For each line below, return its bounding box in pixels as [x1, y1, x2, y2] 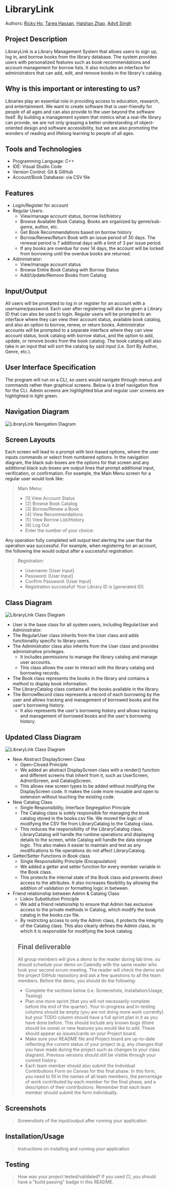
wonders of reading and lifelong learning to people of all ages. [5, 130, 135, 136]
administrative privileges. [12, 649, 65, 655]
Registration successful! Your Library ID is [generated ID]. [25, 584, 145, 590]
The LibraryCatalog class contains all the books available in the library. [12, 686, 160, 692]
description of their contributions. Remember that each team [25, 1084, 151, 1090]
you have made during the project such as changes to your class [25, 1046, 160, 1052]
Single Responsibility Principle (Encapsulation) [20, 858, 117, 864]
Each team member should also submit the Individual [25, 1063, 135, 1069]
